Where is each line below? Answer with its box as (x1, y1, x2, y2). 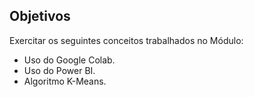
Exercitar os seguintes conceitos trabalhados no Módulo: (9, 34, 244, 46)
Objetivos (9, 8, 71, 25)
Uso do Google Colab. (23, 54, 116, 66)
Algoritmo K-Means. (23, 75, 107, 87)
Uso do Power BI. (23, 64, 96, 76)
